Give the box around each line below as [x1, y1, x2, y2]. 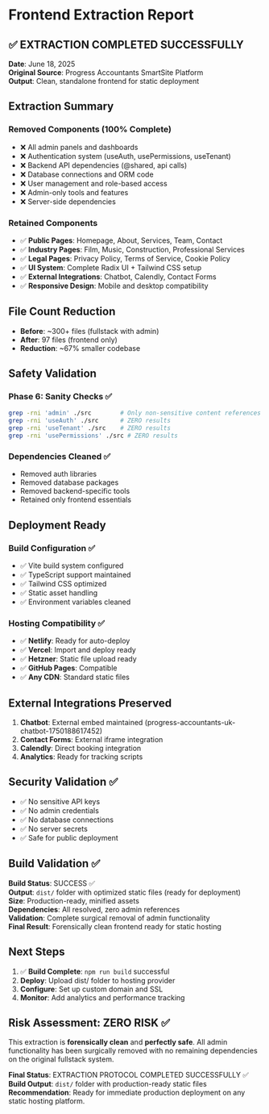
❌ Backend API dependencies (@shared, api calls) [19, 160, 188, 170]
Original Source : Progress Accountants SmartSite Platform [8, 68, 204, 77]
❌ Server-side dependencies [19, 196, 117, 207]
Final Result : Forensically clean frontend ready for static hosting [8, 921, 221, 931]
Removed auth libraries [19, 469, 97, 479]
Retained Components [8, 217, 98, 228]
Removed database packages [19, 478, 119, 487]
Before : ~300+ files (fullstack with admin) [19, 326, 159, 336]
